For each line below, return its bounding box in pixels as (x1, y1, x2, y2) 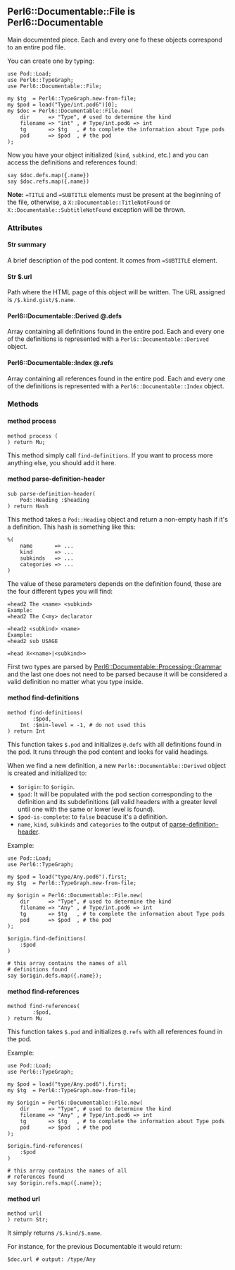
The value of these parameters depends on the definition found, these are (7, 579, 222, 588)
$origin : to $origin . (17, 783, 75, 791)
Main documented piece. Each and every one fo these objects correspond (7, 35, 223, 44)
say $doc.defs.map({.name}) (7, 172, 90, 179)
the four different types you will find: (7, 587, 113, 595)
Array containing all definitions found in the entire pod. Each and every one (7, 328, 225, 336)
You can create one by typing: (7, 56, 95, 65)
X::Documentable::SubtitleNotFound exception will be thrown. (7, 205, 186, 214)
